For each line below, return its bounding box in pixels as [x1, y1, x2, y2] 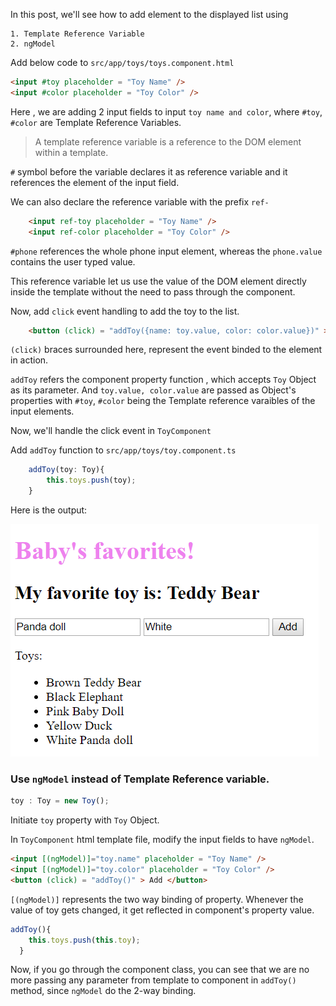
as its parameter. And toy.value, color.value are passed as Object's [10, 384, 297, 396]
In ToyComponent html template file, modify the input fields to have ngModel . [10, 834, 315, 846]
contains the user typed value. [10, 255, 136, 268]
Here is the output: [10, 504, 88, 516]
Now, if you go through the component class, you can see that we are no [10, 964, 310, 976]
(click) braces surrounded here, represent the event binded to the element [10, 344, 323, 356]
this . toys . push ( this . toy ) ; [28, 935, 141, 945]
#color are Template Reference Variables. [10, 116, 182, 128]
